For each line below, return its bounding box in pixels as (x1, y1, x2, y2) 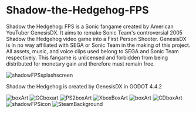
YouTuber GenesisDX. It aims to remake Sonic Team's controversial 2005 (6, 29, 183, 36)
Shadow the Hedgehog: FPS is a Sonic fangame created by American (6, 23, 174, 30)
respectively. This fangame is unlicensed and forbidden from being (6, 54, 168, 61)
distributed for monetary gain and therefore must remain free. (6, 60, 156, 67)
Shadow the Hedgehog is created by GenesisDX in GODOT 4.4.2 (6, 83, 163, 90)
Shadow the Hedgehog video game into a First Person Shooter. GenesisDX (6, 35, 187, 42)
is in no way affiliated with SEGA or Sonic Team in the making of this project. (6, 42, 191, 49)
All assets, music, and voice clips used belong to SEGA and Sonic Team (6, 47, 179, 54)
